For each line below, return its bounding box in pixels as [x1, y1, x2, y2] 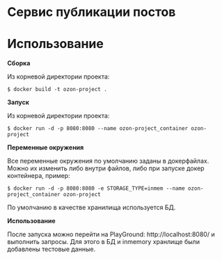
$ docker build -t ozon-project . [7, 86, 108, 93]
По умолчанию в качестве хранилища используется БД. [7, 203, 176, 212]
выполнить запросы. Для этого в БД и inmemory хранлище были [7, 238, 200, 246]
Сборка [7, 59, 31, 67]
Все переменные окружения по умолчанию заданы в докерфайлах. [7, 157, 209, 165]
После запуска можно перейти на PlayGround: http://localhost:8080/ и [7, 230, 215, 238]
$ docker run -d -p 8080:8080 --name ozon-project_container [7, 125, 189, 132]
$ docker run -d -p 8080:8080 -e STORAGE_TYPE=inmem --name [7, 185, 186, 192]
